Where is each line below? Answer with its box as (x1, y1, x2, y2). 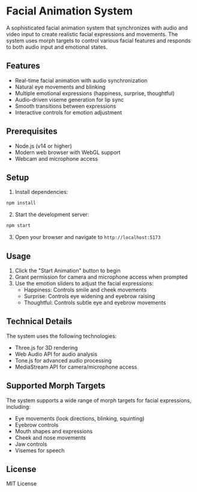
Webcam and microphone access (14, 155, 98, 162)
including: (6, 403, 31, 410)
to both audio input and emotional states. (6, 43, 108, 51)
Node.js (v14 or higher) (14, 142, 72, 149)
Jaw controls (14, 440, 47, 447)
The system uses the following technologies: (6, 332, 117, 340)
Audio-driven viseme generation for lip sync (14, 96, 124, 103)
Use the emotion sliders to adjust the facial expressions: (14, 279, 154, 287)
